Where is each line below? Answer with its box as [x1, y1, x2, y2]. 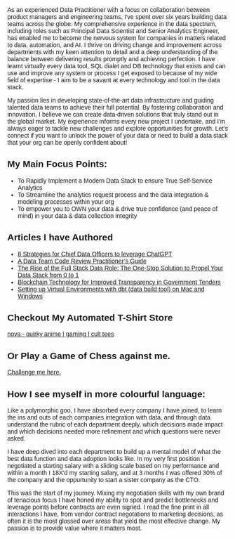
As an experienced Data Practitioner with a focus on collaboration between [7, 6, 210, 13]
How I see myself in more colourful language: [7, 388, 206, 399]
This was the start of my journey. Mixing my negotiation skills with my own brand [7, 489, 224, 498]
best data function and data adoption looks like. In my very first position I [7, 455, 203, 463]
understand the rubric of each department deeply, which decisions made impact [7, 421, 223, 429]
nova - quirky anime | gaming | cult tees [7, 330, 114, 338]
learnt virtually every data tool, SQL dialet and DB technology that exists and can [7, 63, 226, 70]
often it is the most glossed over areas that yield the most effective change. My [7, 517, 221, 526]
